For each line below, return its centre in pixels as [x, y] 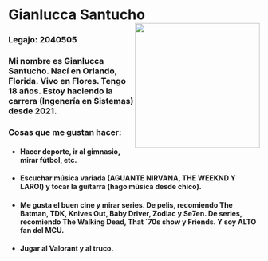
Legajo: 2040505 [43, 40]
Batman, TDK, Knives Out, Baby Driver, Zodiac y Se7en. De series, [131, 213]
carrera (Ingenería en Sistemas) [71, 101]
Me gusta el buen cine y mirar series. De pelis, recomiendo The [126, 204]
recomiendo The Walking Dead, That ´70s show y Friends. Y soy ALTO [138, 222]
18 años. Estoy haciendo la [61, 91]
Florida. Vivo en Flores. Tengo [67, 81]
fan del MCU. [42, 230]
